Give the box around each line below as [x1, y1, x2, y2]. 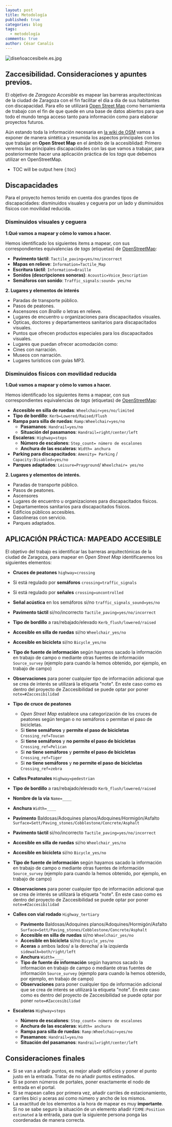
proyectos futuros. [5, 119, 45, 125]
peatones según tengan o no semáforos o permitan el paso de [20, 716, 152, 722]
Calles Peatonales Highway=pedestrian [12, 775, 95, 781]
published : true [5, 17, 40, 22]
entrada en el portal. [12, 1084, 56, 1090]
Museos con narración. [12, 352, 62, 358]
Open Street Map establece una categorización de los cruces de [20, 710, 158, 717]
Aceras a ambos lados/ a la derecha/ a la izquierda [20, 943, 128, 949]
